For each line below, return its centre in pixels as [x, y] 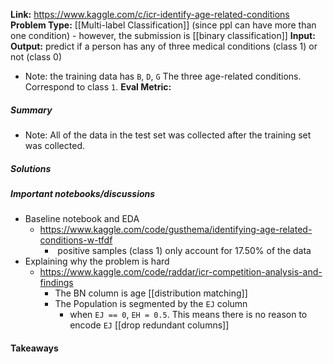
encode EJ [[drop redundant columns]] [149, 325]
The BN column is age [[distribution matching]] [151, 293]
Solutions [31, 168]
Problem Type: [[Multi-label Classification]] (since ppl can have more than [163, 25]
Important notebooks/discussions [83, 193]
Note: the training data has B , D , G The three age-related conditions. [163, 76]
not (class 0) [36, 57]
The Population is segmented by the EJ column [151, 304]
